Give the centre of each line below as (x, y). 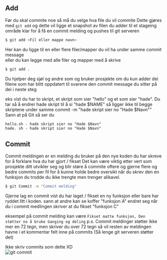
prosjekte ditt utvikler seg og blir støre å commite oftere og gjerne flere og (81, 167)
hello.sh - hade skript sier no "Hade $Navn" (53, 124)
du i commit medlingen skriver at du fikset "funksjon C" (62, 206)
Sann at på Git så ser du (30, 115)
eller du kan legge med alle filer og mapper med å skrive (63, 60)
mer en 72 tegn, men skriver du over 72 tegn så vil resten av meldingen (78, 227)
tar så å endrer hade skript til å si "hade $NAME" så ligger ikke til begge (79, 104)
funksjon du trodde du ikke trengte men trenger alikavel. (63, 177)
